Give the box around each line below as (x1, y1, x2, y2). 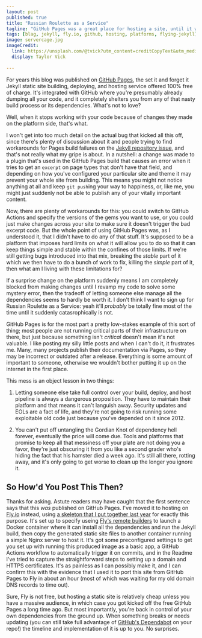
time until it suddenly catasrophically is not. (6, 308, 114, 316)
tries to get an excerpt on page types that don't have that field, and (6, 164, 173, 171)
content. (6, 196, 27, 203)
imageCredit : (6, 43, 39, 49)
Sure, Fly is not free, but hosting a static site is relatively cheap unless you (6, 593, 190, 601)
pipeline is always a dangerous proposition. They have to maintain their (14, 395, 191, 402)
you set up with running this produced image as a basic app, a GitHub (6, 543, 179, 550)
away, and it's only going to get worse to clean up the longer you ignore (14, 458, 193, 465)
